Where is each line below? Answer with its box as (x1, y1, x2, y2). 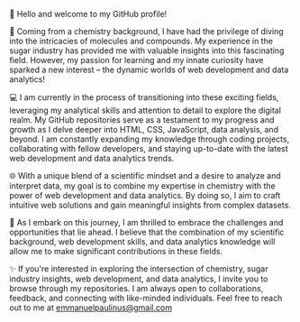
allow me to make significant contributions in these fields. (9, 246, 223, 256)
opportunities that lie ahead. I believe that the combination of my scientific (9, 226, 285, 237)
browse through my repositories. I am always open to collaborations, (9, 283, 264, 293)
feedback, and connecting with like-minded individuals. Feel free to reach (9, 293, 283, 303)
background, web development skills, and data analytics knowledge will (9, 236, 276, 247)
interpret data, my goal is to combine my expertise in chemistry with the (9, 180, 277, 191)
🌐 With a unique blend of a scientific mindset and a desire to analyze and (9, 170, 281, 180)
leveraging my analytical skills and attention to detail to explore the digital (9, 105, 282, 115)
